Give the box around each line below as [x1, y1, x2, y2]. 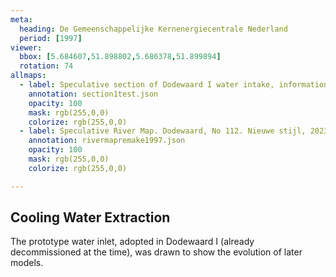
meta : [10, 14, 33, 25]
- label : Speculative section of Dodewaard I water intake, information [19, 80, 329, 90]
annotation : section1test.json [28, 89, 159, 99]
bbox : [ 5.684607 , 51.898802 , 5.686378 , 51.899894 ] [19, 52, 222, 62]
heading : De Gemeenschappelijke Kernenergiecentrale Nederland [19, 24, 288, 34]
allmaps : [10, 71, 47, 81]
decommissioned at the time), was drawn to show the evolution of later [10, 246, 303, 258]
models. [10, 257, 44, 269]
